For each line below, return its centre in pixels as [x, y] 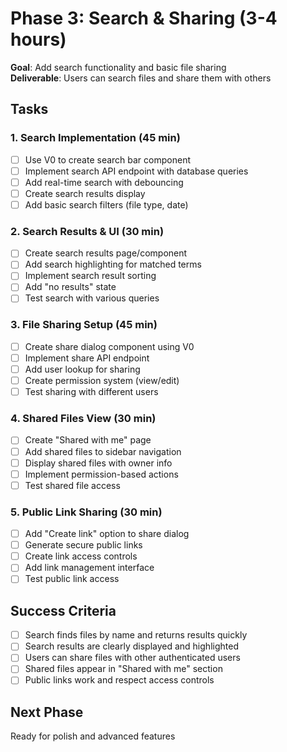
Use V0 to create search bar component [107, 159]
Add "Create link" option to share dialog [107, 534]
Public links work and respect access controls [119, 680]
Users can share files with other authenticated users [132, 658]
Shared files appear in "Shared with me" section [123, 669]
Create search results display [85, 193]
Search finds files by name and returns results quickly [136, 635]
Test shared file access [72, 485]
